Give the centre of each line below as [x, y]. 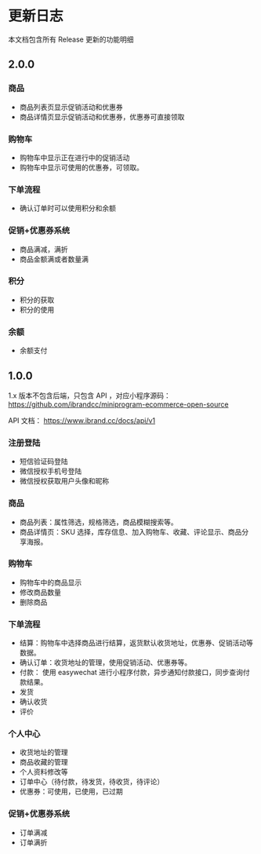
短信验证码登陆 [43, 462]
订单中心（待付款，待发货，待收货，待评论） [92, 782]
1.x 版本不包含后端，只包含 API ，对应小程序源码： [89, 395]
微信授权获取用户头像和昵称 [64, 481]
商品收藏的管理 [43, 762]
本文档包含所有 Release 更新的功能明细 [71, 39]
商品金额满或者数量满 [54, 259]
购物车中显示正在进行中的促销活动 [74, 157]
